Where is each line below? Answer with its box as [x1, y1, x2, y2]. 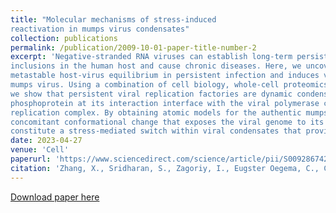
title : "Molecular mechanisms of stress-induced [10, 14, 217, 25]
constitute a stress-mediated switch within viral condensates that [10, 126, 302, 136]
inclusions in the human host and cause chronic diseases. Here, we [10, 61, 302, 71]
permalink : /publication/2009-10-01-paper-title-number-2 [10, 42, 257, 53]
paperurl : [10, 154, 52, 164]
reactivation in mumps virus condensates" [10, 24, 190, 34]
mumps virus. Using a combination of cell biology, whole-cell [10, 80, 280, 90]
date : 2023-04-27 [10, 136, 83, 146]
